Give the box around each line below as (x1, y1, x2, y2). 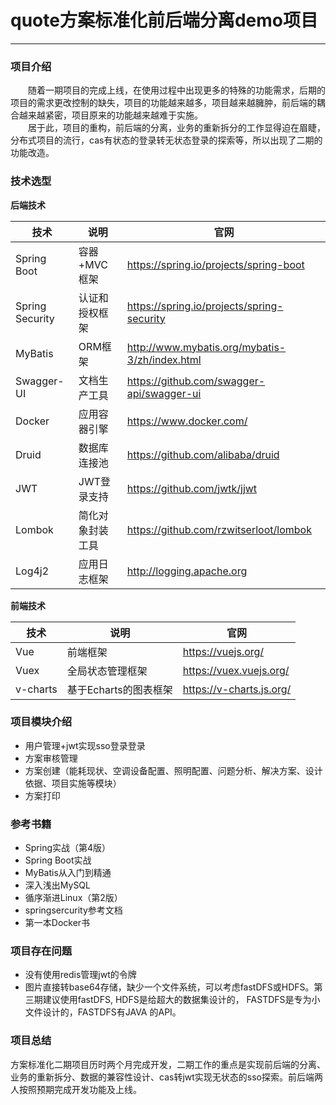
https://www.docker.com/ (126, 414, 248, 428)
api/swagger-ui (126, 386, 202, 400)
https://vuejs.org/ (182, 644, 265, 658)
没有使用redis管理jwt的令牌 (24, 969, 137, 981)
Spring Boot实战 (24, 854, 92, 866)
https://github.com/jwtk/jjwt (126, 481, 258, 495)
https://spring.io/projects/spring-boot (126, 257, 305, 271)
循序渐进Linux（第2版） (24, 892, 123, 904)
